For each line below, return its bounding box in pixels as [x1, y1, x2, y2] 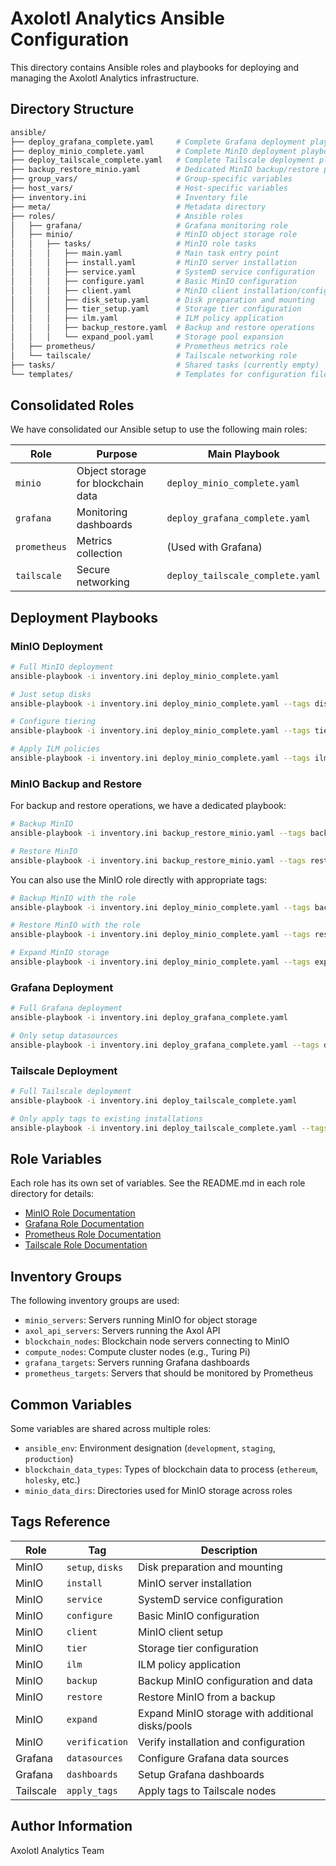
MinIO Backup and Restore [10, 777, 142, 791]
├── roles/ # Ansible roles [10, 211, 244, 221]
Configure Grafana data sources [138, 1751, 290, 1765]
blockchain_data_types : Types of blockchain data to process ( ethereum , [24, 1463, 319, 1475]
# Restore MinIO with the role [10, 920, 141, 931]
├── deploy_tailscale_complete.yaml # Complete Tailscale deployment [10, 155, 315, 166]
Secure [76, 563, 111, 577]
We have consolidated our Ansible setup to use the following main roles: [10, 423, 308, 436]
